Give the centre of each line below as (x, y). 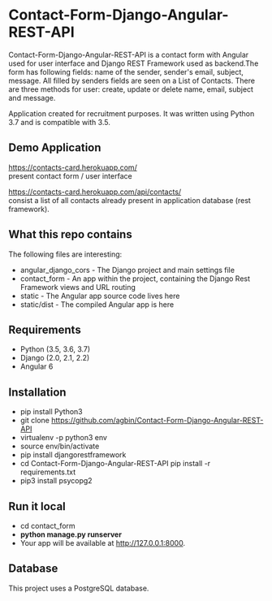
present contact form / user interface (70, 175)
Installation (37, 392)
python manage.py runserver (71, 534)
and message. (32, 97)
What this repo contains (70, 234)
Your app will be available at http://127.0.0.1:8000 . (102, 543)
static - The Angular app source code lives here (100, 296)
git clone (35, 421)
